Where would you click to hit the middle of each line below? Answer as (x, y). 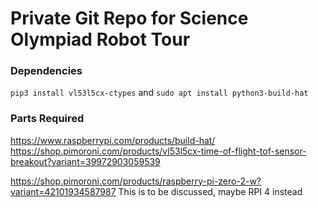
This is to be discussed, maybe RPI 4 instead (210, 191)
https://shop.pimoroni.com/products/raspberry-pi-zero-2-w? (136, 181)
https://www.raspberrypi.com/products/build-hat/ (113, 140)
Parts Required (47, 119)
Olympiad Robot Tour (100, 39)
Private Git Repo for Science (129, 18)
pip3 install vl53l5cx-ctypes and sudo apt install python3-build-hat (159, 93)
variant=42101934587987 (63, 191)
